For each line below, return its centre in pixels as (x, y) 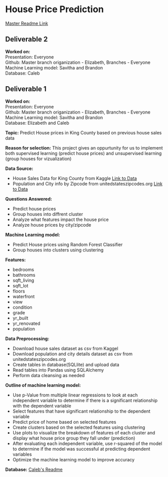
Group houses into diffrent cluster (48, 214)
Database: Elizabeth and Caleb (37, 123)
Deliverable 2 (27, 39)
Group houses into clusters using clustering (58, 250)
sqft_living (23, 280)
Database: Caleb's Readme (34, 469)
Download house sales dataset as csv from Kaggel (65, 348)
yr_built (20, 318)
